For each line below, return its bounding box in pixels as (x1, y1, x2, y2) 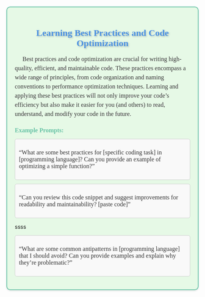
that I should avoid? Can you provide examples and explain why (19, 252, 176, 260)
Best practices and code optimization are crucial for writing (22, 55, 168, 62)
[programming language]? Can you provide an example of (19, 156, 161, 163)
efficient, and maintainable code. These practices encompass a (34, 64, 186, 71)
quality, (15, 64, 34, 71)
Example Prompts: (15, 127, 64, 134)
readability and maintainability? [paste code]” (19, 201, 131, 208)
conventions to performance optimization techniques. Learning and (15, 82, 179, 90)
